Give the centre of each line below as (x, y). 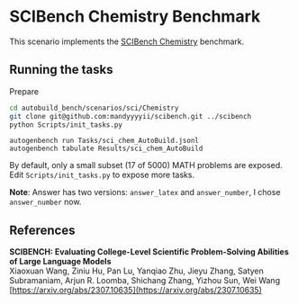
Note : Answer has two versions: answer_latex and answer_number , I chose (145, 192)
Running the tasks (62, 70)
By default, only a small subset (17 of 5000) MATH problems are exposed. (146, 165)
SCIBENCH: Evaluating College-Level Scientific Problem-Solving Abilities (149, 252)
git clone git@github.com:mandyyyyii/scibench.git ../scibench (131, 116)
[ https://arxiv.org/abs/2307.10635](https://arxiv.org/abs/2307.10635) (136, 291)
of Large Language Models (60, 262)
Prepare (24, 91)
